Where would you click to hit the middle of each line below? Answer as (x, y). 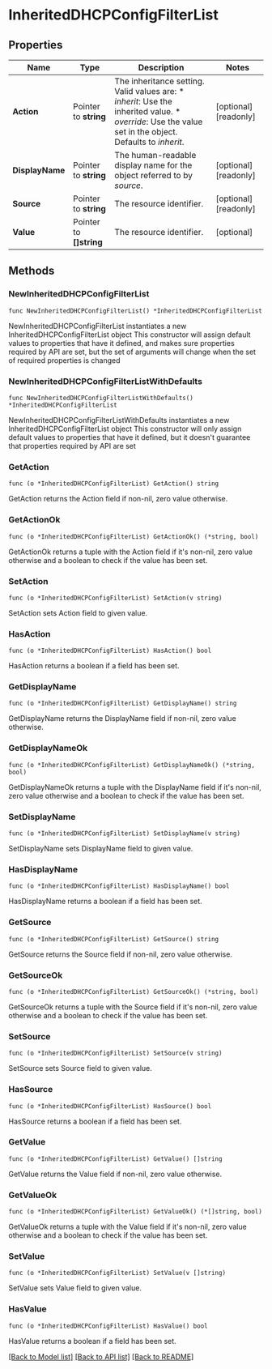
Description (161, 68)
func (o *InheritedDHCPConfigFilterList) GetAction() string (114, 484)
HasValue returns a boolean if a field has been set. (92, 1341)
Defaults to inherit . (149, 142)
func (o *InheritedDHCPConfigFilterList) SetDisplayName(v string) (125, 834)
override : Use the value (159, 122)
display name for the (153, 165)
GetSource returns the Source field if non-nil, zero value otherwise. (121, 954)
